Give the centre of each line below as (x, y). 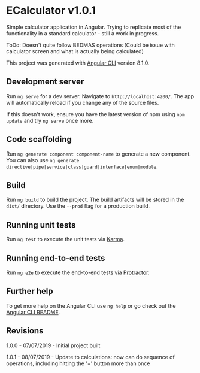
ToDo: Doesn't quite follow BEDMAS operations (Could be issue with (91, 45)
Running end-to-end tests (56, 258)
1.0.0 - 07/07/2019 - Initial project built (53, 345)
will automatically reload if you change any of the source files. (83, 102)
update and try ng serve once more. (50, 120)
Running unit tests (41, 225)
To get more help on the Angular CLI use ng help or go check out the (91, 305)
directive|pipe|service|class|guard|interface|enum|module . (82, 166)
